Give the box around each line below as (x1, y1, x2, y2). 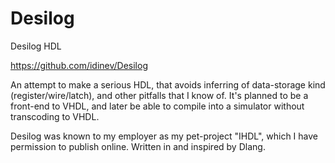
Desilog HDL (10, 40, 62, 52)
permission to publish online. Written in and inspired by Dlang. (10, 140, 266, 152)
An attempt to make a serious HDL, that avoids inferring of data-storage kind (10, 78, 326, 91)
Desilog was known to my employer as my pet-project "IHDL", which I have (10, 130, 318, 142)
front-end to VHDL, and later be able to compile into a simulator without (10, 100, 305, 112)
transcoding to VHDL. (10, 110, 100, 122)
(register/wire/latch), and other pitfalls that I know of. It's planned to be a (10, 89, 309, 101)
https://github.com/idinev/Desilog (10, 59, 148, 71)
